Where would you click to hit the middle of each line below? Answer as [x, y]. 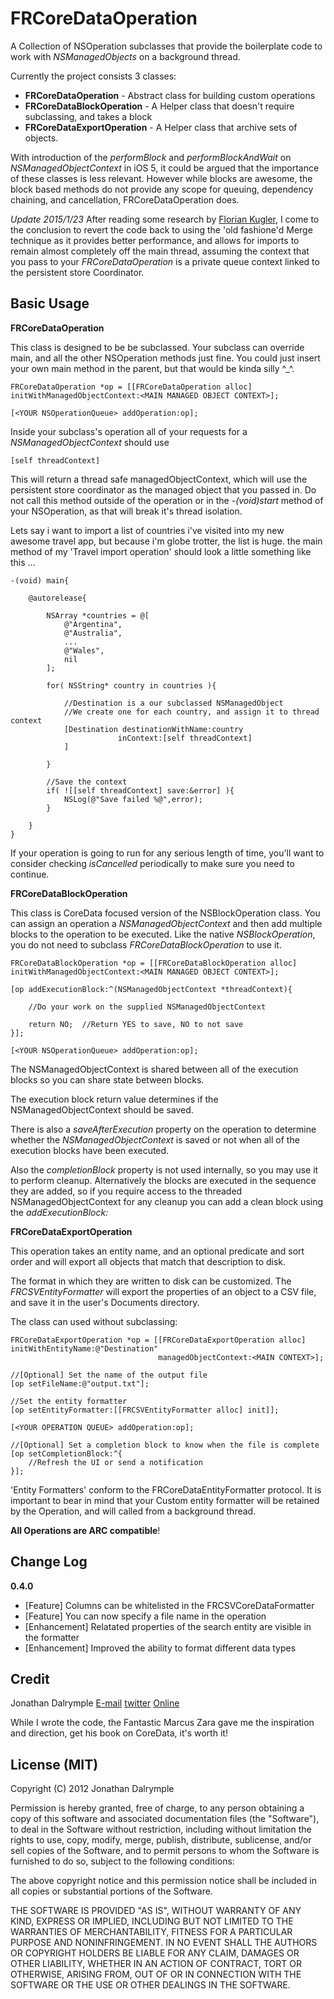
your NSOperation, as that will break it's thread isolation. [126, 511]
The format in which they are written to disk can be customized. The [151, 1281]
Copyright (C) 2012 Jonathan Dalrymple [92, 1789]
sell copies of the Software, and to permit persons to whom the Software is [165, 1851]
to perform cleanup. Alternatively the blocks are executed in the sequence [163, 1180]
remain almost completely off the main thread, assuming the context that [160, 251]
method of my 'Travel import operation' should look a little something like [161, 551]
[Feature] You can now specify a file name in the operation [145, 1616]
